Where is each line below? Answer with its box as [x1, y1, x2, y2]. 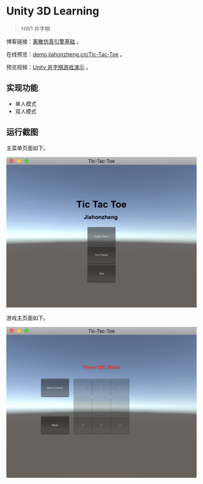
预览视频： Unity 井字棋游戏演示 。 [6, 63, 92, 71]
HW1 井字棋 [21, 25, 50, 32]
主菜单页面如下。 [6, 144, 49, 152]
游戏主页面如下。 [6, 314, 49, 321]
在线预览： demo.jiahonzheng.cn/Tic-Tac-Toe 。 [6, 50, 126, 58]
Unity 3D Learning [6, 4, 100, 18]
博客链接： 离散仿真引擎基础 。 [6, 37, 82, 45]
